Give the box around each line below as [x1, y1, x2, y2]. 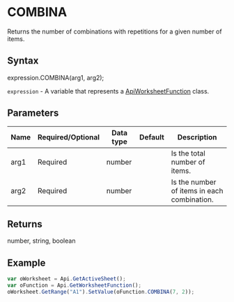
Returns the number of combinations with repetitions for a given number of [7, 27, 222, 36]
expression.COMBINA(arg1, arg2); [7, 73, 104, 82]
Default [139, 132, 165, 142]
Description [177, 132, 217, 142]
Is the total [171, 148, 205, 158]
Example [7, 257, 46, 269]
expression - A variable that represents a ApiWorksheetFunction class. [7, 86, 210, 95]
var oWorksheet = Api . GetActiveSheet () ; [7, 275, 127, 282]
